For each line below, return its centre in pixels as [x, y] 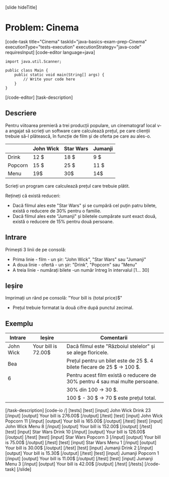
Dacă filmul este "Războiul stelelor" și [110, 346]
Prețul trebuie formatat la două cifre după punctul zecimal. [73, 308]
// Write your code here [49, 79]
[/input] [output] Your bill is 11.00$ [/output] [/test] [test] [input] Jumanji [79, 459]
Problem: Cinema [42, 28]
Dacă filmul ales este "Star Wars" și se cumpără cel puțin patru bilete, [84, 205]
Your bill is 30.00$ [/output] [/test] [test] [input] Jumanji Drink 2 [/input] [79, 448]
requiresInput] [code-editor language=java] [50, 52]
